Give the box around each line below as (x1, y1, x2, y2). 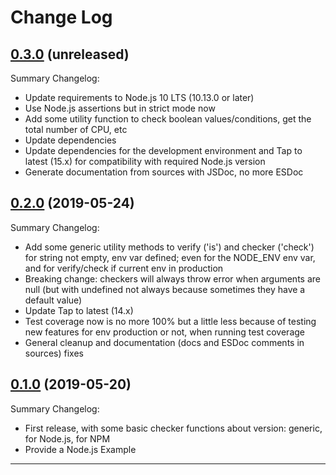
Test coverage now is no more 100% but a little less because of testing (24, 315, 317, 327)
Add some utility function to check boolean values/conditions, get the (24, 113, 312, 125)
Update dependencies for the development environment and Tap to (24, 145, 303, 156)
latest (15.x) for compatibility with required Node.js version (24, 156, 266, 167)
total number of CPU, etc (24, 124, 128, 135)
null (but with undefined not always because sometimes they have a (24, 283, 306, 295)
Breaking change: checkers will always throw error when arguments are (24, 272, 321, 285)
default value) (24, 294, 83, 306)
